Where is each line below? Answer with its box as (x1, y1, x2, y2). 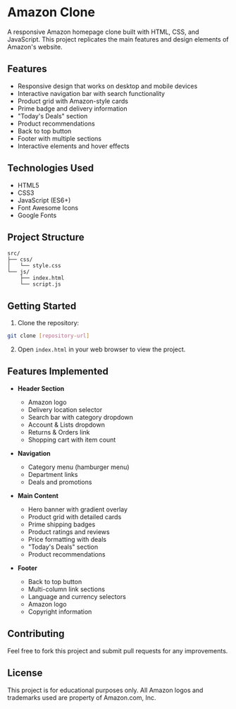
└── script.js (20, 281, 61, 288)
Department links (27, 470, 78, 478)
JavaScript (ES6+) (17, 195, 71, 205)
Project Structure (7, 231, 85, 243)
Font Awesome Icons (17, 203, 79, 212)
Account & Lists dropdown (27, 420, 106, 429)
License (7, 667, 43, 679)
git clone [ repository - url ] (7, 332, 90, 339)
